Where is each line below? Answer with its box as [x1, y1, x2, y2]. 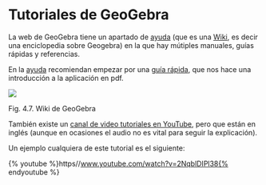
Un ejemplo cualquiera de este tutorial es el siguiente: [8, 143, 185, 153]
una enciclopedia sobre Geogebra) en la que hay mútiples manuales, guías [8, 40, 254, 50]
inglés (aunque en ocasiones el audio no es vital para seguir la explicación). [8, 127, 258, 137]
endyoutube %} [8, 167, 60, 177]
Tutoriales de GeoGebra [8, 6, 169, 24]
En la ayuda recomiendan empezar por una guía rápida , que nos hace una [8, 64, 252, 74]
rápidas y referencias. [8, 49, 80, 58]
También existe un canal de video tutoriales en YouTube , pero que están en [8, 119, 256, 129]
